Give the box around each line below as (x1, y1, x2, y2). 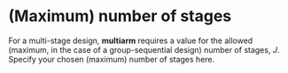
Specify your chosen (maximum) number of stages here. (8, 54, 215, 64)
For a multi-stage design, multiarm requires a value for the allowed (8, 35, 253, 46)
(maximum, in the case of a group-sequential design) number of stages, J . (8, 44, 280, 55)
